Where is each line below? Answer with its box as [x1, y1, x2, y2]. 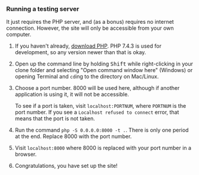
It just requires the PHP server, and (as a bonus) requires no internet [6, 18, 174, 26]
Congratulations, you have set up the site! [14, 162, 118, 170]
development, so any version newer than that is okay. [14, 49, 146, 56]
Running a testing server [6, 5, 79, 13]
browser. [14, 151, 37, 158]
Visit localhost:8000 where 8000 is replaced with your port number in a [14, 145, 192, 152]
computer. [6, 31, 32, 38]
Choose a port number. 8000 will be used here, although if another [14, 85, 180, 92]
